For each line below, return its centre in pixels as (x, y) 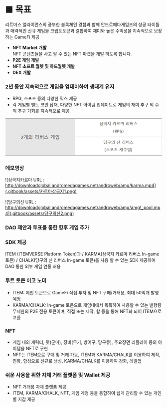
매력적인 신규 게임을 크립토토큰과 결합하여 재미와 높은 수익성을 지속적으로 (82, 30)
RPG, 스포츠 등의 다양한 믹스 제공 (45, 99)
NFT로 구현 (37, 348)
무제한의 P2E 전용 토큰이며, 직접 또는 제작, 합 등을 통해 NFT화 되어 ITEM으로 (87, 311)
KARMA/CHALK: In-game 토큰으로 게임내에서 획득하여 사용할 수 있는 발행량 (87, 305)
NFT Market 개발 (29, 47)
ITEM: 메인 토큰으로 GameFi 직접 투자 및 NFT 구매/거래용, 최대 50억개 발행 (85, 292)
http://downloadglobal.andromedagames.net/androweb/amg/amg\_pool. (80, 207)
